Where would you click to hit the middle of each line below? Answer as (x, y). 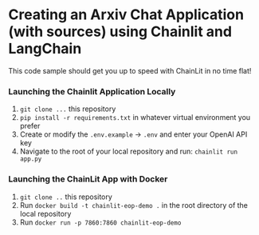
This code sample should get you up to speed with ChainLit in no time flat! (130, 70)
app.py (31, 159)
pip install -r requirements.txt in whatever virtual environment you (135, 117)
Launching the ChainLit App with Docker (88, 179)
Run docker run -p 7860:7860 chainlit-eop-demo (100, 222)
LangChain (45, 49)
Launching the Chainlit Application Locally (92, 91)
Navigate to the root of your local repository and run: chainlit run (128, 151)
